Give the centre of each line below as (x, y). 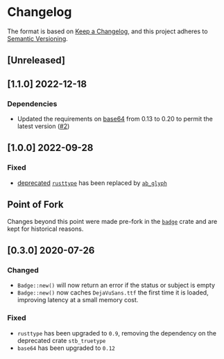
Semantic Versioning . (37, 38)
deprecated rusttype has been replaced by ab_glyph (92, 183)
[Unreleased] (36, 61)
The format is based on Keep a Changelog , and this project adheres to (107, 31)
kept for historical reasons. (45, 229)
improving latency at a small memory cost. (78, 300)
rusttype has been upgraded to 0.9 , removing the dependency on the (117, 333)
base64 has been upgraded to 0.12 (66, 348)
